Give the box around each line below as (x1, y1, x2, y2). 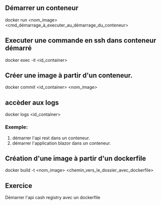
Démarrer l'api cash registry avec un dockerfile (5, 195, 101, 201)
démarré (5, 44, 32, 52)
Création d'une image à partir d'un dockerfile (5, 154, 146, 162)
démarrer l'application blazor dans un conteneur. (12, 140, 111, 146)
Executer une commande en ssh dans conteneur (5, 36, 157, 45)
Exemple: (5, 124, 28, 130)
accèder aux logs (5, 98, 59, 107)
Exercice (5, 181, 32, 190)
